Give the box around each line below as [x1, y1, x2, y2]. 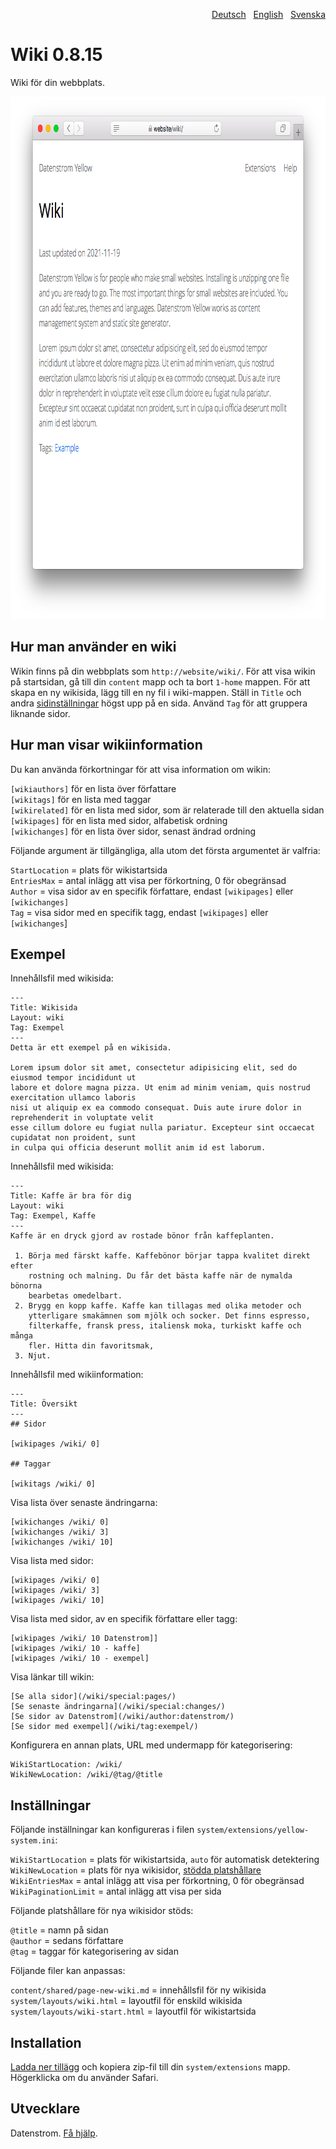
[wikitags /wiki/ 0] [10, 1479, 97, 1489]
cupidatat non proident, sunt [10, 1133, 137, 1143]
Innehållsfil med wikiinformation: [10, 1369, 144, 1381]
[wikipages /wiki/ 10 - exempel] [10, 1654, 150, 1664]
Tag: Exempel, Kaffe [10, 1211, 97, 1221]
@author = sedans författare [10, 1935, 124, 1947]
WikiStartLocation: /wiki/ [10, 1760, 123, 1770]
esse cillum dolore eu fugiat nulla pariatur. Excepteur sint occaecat [10, 1123, 315, 1133]
